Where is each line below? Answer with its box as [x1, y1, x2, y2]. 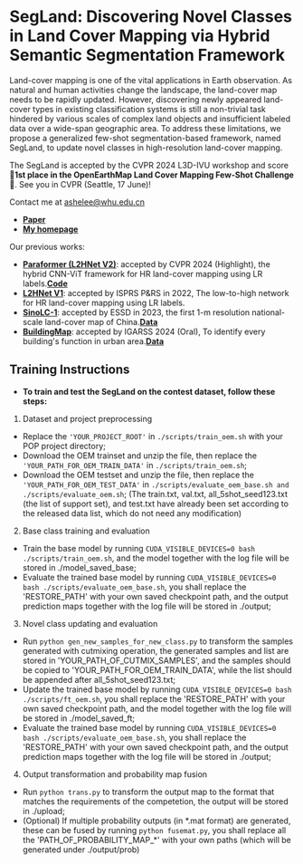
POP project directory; [22, 440, 106, 451]
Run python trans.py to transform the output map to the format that [22, 786, 275, 797]
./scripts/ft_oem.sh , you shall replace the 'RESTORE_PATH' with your [22, 693, 286, 704]
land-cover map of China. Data [44, 316, 158, 327]
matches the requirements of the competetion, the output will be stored [22, 795, 289, 807]
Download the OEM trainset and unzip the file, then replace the [22, 450, 258, 461]
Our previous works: [9, 241, 86, 252]
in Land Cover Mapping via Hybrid [9, 25, 270, 46]
